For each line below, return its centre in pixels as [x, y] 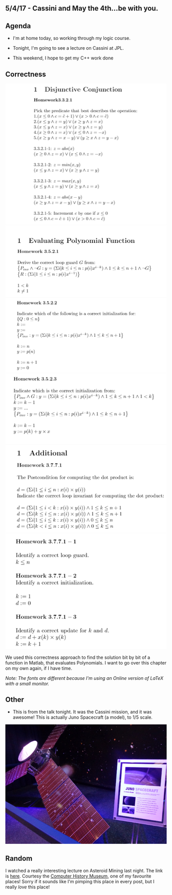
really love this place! [28, 887]
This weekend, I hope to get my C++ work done [63, 58]
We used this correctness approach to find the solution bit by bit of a [78, 657]
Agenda [18, 26]
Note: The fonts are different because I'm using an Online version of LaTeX [84, 678]
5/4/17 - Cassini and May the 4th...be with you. [82, 8]
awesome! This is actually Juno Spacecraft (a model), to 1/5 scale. [82, 717]
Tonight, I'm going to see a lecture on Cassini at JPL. [68, 48]
